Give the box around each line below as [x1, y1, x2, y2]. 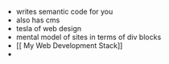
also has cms [15, 15, 60, 25]
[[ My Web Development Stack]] [15, 41, 123, 50]
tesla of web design [15, 24, 82, 33]
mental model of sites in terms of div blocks [15, 32, 162, 42]
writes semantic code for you [15, 7, 113, 16]
